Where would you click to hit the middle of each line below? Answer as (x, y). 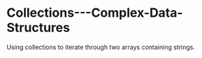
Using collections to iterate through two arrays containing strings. (101, 47)
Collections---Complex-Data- (95, 13)
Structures (38, 28)
